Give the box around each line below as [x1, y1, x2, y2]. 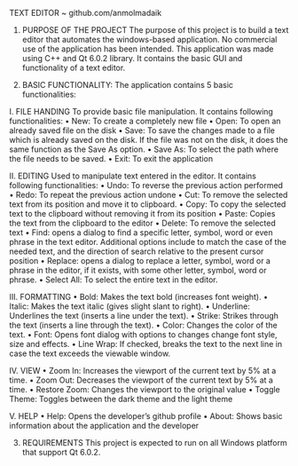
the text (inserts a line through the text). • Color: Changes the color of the [9, 320, 278, 330]
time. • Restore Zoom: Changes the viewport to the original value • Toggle [9, 384, 281, 394]
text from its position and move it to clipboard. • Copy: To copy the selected [9, 199, 286, 209]
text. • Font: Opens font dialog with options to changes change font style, [9, 329, 278, 340]
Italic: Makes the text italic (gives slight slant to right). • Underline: [9, 301, 250, 312]
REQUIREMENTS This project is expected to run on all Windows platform [21, 438, 287, 447]
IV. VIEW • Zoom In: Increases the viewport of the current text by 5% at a [9, 366, 277, 375]
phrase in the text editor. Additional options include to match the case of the [9, 237, 286, 247]
